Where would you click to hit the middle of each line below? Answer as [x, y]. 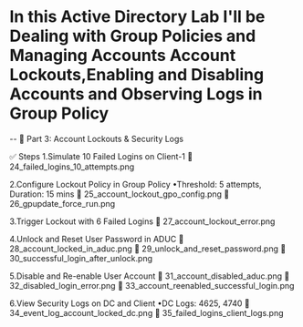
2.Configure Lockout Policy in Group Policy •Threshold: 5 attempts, [136, 184]
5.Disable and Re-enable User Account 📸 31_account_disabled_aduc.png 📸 [150, 276]
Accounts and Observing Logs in [136, 94]
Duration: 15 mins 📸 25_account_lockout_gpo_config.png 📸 [120, 194]
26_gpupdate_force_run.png [63, 203]
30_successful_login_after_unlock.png [81, 258]
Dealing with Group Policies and [133, 36]
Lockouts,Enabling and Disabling [137, 75]
